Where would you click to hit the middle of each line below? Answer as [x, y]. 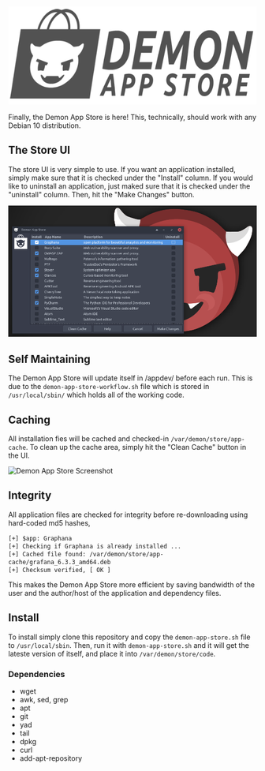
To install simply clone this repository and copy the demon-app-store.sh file [129, 637]
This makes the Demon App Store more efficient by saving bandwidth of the [131, 584]
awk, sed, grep [44, 699]
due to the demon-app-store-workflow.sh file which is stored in [109, 387]
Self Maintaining [49, 359]
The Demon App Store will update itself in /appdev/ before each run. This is [131, 378]
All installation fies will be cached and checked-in [89, 438]
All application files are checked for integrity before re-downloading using [128, 515]
